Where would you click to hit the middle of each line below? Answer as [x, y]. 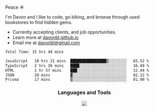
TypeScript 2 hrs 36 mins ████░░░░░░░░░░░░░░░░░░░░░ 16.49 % [77, 66]
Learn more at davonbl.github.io [45, 37]
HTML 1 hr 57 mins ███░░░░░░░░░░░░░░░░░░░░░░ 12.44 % [77, 70]
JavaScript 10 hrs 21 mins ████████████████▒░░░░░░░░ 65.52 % [77, 61]
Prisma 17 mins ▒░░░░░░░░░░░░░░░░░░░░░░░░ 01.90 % [77, 80]
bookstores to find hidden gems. [39, 22]
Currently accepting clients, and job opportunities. [64, 32]
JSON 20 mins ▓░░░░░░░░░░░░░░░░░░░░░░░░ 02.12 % [77, 75]
